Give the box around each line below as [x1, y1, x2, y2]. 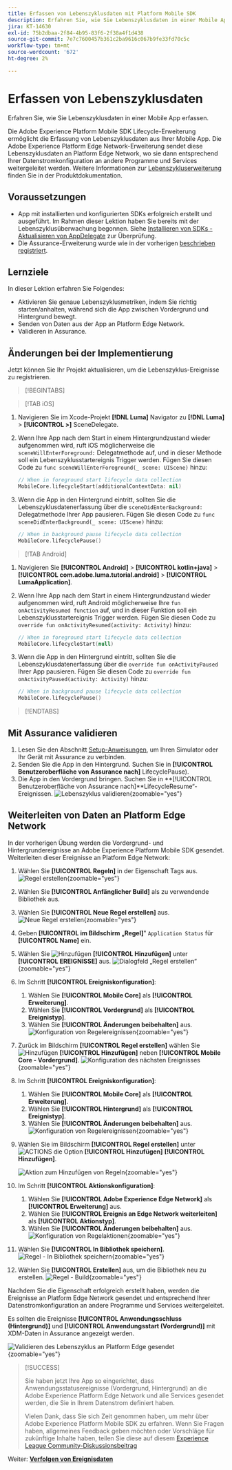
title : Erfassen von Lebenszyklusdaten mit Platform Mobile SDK [8, 10, 196, 17]
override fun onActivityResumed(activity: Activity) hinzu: [17, 620, 191, 629]
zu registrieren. [8, 373, 51, 381]
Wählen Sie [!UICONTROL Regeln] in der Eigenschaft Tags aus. [17, 866, 198, 875]
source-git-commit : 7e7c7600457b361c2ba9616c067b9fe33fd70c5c [8, 36, 190, 43]
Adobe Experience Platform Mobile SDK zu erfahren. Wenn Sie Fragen [24, 1419, 224, 1427]
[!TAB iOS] [24, 400, 54, 408]
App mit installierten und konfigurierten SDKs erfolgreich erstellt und [17, 209, 213, 218]
